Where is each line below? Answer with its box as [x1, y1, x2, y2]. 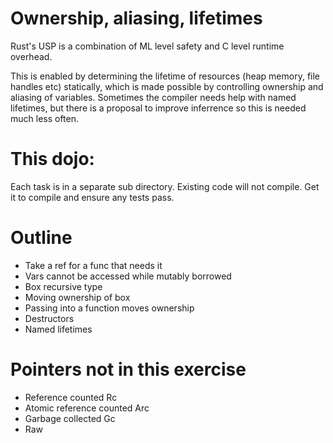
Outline [10, 227, 73, 249]
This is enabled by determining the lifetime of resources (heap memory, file [10, 70, 321, 82]
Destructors [24, 312, 75, 324]
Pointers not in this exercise [10, 358, 247, 381]
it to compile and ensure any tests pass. [10, 191, 175, 203]
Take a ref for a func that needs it [24, 259, 163, 271]
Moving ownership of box [24, 291, 131, 303]
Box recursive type [24, 280, 103, 292]
